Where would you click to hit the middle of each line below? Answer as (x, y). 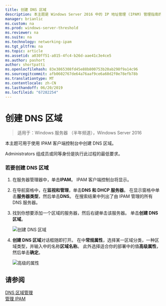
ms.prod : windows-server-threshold (42, 28)
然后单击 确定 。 (27, 252)
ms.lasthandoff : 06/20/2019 (34, 88)
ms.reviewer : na (22, 33)
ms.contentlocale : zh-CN (31, 83)
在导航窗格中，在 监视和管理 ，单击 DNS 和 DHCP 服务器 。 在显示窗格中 (84, 190)
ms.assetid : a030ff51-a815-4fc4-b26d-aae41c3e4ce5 (58, 56)
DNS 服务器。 (26, 202)
